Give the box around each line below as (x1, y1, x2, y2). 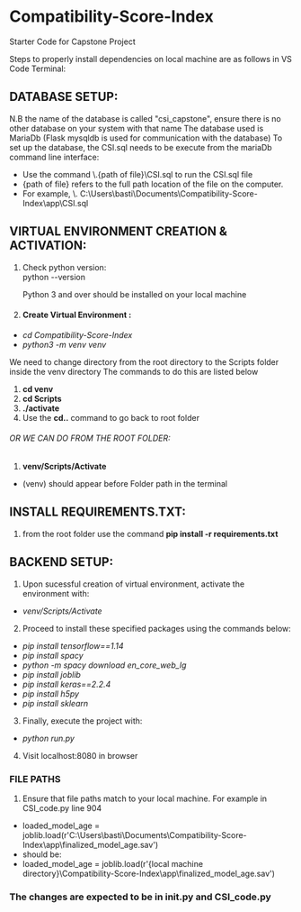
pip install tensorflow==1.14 (22, 640, 124, 651)
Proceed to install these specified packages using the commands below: (22, 623, 292, 634)
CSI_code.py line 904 (22, 802, 102, 813)
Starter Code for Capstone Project (9, 36, 137, 47)
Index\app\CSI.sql (22, 197, 89, 208)
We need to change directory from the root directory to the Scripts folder (9, 356, 279, 367)
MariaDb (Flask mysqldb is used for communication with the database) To (9, 132, 283, 143)
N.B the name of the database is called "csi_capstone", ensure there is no (9, 113, 281, 123)
